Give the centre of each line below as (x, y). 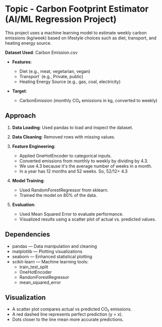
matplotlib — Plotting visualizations (47, 251)
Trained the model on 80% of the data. (58, 195)
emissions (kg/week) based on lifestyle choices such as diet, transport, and (81, 38)
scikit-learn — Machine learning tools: (50, 261)
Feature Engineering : (34, 146)
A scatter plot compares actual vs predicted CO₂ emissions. (72, 309)
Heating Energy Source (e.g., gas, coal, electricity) (70, 82)
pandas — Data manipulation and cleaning (54, 246)
